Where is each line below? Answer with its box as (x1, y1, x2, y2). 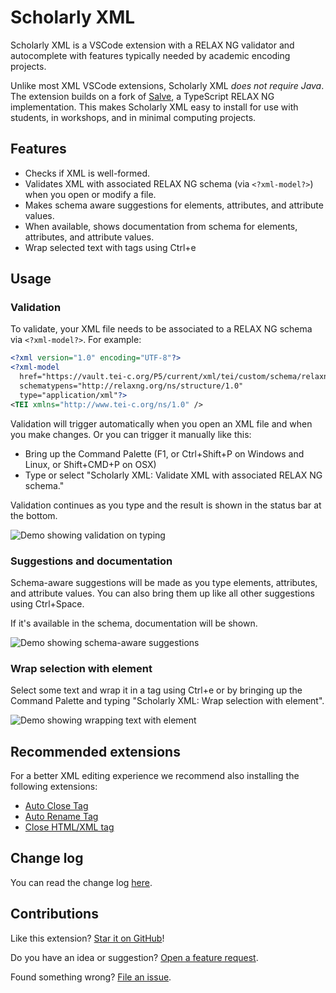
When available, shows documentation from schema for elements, (24, 220, 298, 232)
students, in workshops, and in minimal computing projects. (10, 111, 257, 123)
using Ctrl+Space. (10, 597, 85, 610)
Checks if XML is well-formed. (24, 167, 151, 179)
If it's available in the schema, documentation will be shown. (10, 617, 258, 629)
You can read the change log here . (10, 876, 153, 888)
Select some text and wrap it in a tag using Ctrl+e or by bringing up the (10, 684, 303, 696)
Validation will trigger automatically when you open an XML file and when (10, 417, 313, 430)
